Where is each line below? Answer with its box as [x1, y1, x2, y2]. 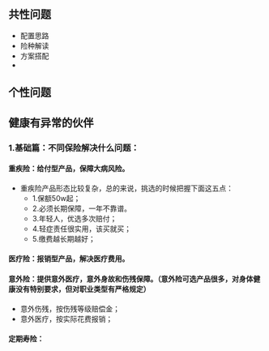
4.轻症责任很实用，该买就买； [32, 224, 132, 233]
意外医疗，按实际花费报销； [19, 314, 113, 323]
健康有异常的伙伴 [8, 116, 94, 130]
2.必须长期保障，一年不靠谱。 [32, 203, 132, 213]
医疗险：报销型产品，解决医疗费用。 [8, 254, 130, 263]
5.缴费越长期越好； [32, 233, 96, 243]
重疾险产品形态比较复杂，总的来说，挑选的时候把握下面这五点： [19, 183, 233, 193]
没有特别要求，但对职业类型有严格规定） [15, 284, 151, 293]
